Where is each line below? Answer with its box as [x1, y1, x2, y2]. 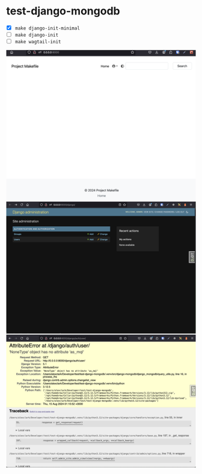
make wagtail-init [14, 39, 61, 45]
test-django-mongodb [6, 4, 120, 18]
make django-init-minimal [14, 25, 80, 31]
